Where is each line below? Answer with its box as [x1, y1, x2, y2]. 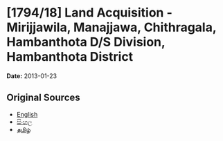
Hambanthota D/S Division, [6, 35, 166, 50]
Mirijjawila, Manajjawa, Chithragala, [6, 19, 217, 35]
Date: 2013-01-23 [6, 71, 57, 80]
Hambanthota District [6, 49, 134, 65]
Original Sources [6, 92, 80, 104]
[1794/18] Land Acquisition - [6, 5, 172, 21]
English [16, 110, 38, 118]
